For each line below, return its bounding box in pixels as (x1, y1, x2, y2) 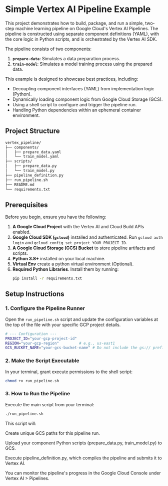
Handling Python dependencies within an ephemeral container (12, 107, 141, 113)
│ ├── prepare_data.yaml (5, 149, 61, 154)
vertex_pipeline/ (5, 140, 41, 145)
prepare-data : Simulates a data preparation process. (12, 55, 120, 61)
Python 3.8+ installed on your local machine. (12, 256, 106, 262)
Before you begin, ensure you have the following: (5, 214, 106, 220)
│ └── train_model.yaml (5, 154, 59, 159)
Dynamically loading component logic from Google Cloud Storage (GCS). (12, 96, 163, 102)
